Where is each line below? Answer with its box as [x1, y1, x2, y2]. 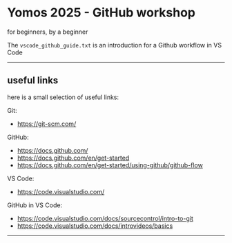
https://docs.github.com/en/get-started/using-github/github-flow [17, 160, 204, 169]
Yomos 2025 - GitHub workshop [7, 5, 195, 21]
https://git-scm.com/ [17, 119, 77, 128]
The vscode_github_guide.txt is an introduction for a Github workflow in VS [7, 41, 222, 49]
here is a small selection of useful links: [7, 93, 119, 101]
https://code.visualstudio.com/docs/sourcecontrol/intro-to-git [17, 214, 193, 222]
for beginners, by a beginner [7, 28, 88, 36]
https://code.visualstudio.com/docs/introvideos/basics [17, 222, 173, 230]
